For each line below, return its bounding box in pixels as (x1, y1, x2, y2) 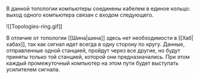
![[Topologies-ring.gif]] (6, 23, 63, 30)
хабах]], (6, 41, 27, 48)
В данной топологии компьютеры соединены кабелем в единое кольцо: (6, 5, 191, 12)
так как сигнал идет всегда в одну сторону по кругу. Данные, (27, 41, 185, 48)
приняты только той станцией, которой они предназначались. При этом (6, 53, 190, 60)
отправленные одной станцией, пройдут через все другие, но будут (6, 47, 181, 54)
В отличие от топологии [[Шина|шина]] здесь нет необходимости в (6, 34, 178, 41)
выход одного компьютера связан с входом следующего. (6, 11, 154, 18)
